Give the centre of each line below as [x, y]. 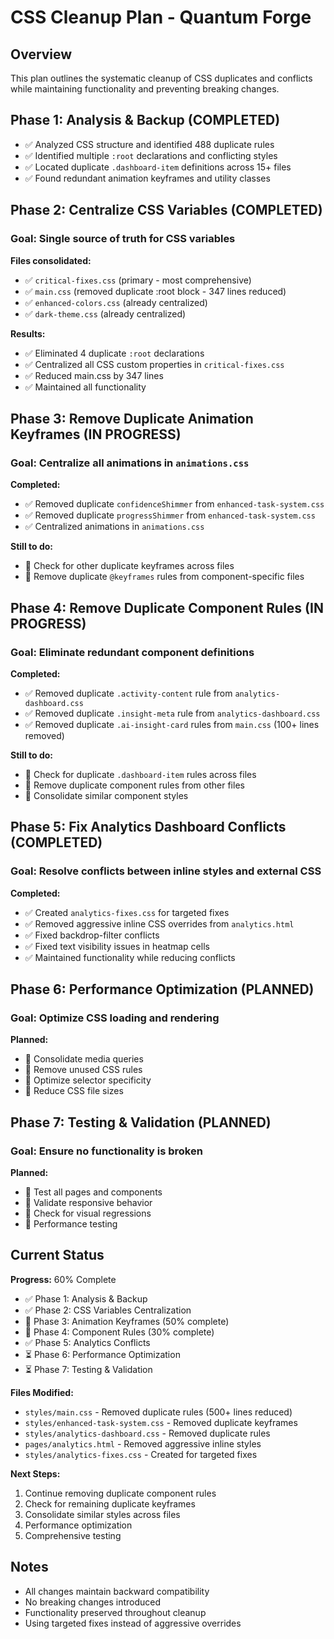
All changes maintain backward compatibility [117, 1591]
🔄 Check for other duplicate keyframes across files [129, 566]
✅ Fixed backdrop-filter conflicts [92, 935]
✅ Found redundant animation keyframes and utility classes [147, 178]
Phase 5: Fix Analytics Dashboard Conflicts [148, 827]
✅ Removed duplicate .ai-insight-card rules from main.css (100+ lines [172, 724]
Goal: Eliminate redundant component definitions [132, 652]
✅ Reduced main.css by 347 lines [94, 375]
